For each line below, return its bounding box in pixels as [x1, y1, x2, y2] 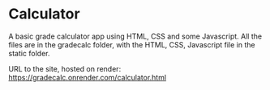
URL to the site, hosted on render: [8, 63, 122, 73]
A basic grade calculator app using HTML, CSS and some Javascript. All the [8, 31, 262, 41]
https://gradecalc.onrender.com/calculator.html [8, 72, 167, 82]
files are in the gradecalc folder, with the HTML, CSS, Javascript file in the [8, 39, 255, 49]
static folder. [8, 48, 50, 58]
